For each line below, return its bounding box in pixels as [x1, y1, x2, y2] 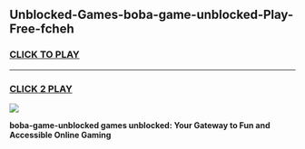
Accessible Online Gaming [9, 129, 112, 140]
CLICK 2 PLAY [9, 82, 73, 95]
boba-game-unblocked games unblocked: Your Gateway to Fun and [9, 119, 271, 130]
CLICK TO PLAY [9, 49, 80, 61]
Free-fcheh [9, 22, 74, 37]
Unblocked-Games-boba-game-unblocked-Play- [9, 7, 293, 23]
